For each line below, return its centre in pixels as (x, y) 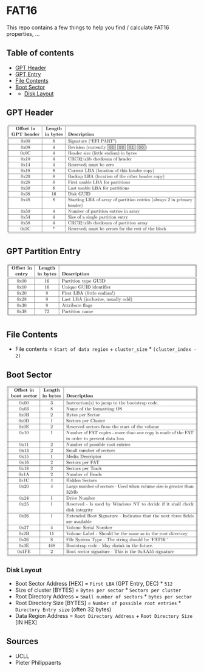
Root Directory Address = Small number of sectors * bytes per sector (104, 596)
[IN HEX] (26, 622)
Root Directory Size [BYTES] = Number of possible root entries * (98, 603)
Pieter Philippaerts (38, 662)
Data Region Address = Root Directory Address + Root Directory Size (104, 615)
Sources (22, 641)
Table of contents (40, 53)
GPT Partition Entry (43, 251)
